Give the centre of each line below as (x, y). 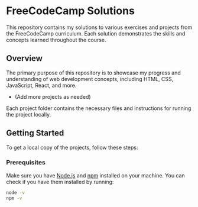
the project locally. (29, 114)
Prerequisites (26, 163)
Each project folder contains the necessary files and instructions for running (99, 108)
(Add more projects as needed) (53, 96)
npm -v (14, 198)
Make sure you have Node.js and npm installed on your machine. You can (95, 175)
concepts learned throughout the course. (56, 40)
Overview (25, 58)
